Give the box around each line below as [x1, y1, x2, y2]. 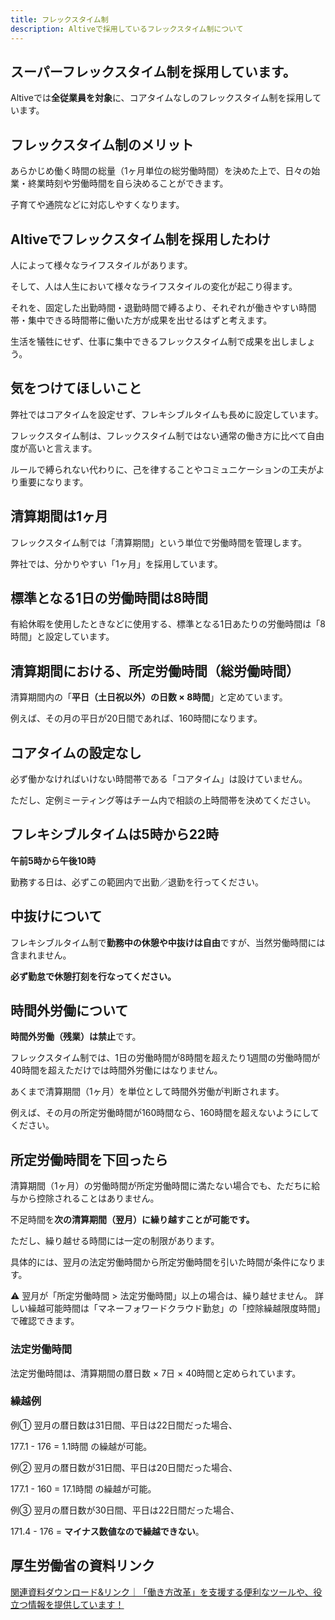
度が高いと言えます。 [10, 442, 98, 454]
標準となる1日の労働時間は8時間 [10, 589, 209, 606]
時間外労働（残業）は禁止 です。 [10, 1031, 142, 1043]
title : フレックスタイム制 [10, 14, 109, 25]
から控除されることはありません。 [18, 1192, 160, 1205]
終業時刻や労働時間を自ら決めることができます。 [27, 177, 229, 190]
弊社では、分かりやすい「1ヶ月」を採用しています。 [10, 557, 223, 570]
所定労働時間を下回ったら [10, 1151, 168, 1168]
